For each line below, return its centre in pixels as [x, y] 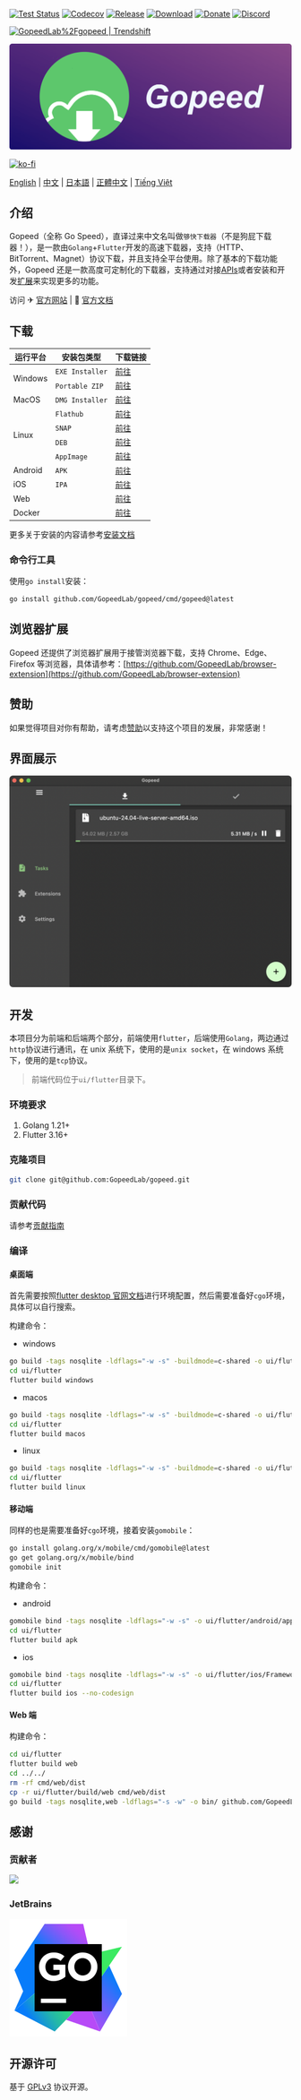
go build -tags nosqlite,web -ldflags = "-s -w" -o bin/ [114, 1802]
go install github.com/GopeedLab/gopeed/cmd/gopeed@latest [122, 599]
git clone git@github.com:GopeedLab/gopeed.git [100, 1179]
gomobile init [36, 1568]
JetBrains [30, 1904]
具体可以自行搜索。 [45, 1307]
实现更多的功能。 [72, 281]
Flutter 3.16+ [45, 1134]
